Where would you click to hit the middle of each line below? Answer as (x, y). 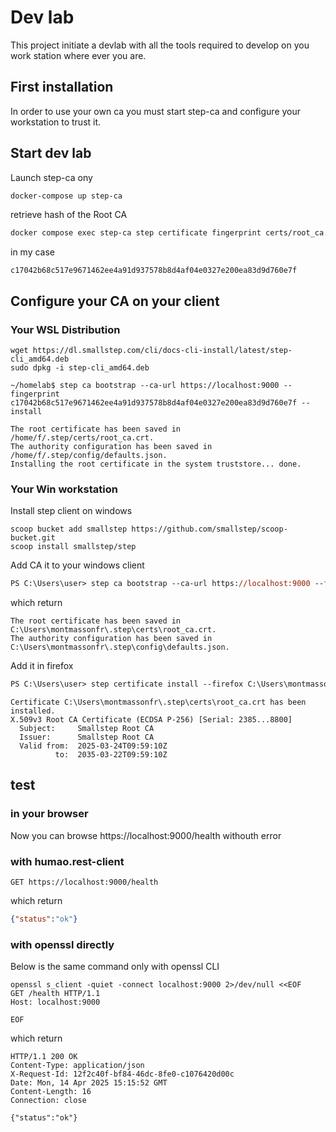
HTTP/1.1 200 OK (44, 1057)
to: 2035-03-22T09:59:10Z (111, 755)
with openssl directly (62, 944)
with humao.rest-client (67, 861)
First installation (62, 87)
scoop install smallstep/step (73, 547)
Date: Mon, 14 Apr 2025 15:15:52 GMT (89, 1083)
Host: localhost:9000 (55, 1002)
